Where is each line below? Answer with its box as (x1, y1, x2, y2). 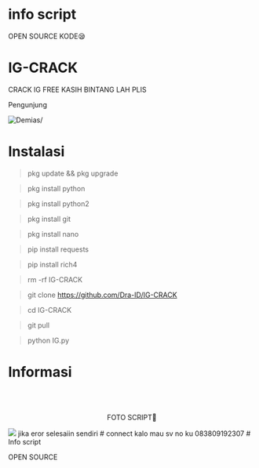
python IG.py (27, 336, 70, 345)
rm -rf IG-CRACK (27, 274, 83, 284)
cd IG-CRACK (27, 305, 72, 314)
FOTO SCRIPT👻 (107, 412, 157, 422)
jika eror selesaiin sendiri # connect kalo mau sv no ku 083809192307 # (17, 429, 251, 438)
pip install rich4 (27, 259, 78, 269)
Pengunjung (8, 100, 47, 109)
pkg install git (27, 214, 71, 223)
